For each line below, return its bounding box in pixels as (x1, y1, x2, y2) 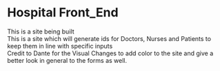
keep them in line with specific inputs (7, 42, 113, 50)
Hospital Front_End (7, 5, 119, 20)
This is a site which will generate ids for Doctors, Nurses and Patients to (7, 34, 212, 42)
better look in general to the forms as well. (7, 56, 128, 64)
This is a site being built (7, 27, 74, 35)
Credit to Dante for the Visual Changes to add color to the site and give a (7, 49, 214, 57)
